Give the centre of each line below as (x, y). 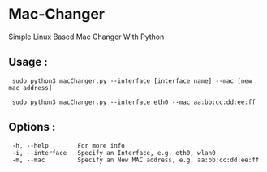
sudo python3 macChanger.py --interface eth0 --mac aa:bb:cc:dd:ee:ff (133, 102)
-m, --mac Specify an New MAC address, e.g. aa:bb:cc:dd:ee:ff (136, 160)
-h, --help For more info (69, 146)
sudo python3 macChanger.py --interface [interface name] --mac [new (132, 81)
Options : (32, 127)
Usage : (28, 62)
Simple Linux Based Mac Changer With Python (86, 37)
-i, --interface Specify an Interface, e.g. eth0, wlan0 (114, 153)
